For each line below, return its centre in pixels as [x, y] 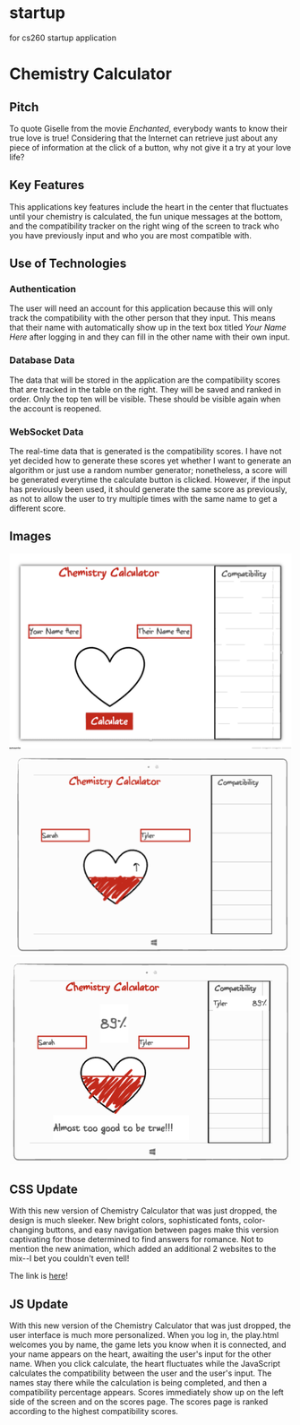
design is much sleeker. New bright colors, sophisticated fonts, [125, 1221]
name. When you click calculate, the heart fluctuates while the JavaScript [145, 1364]
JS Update [39, 1304]
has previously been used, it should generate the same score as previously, [149, 489]
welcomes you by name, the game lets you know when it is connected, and [148, 1345]
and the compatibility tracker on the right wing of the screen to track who [144, 226]
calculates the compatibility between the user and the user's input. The [141, 1373]
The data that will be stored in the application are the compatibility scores [145, 380]
